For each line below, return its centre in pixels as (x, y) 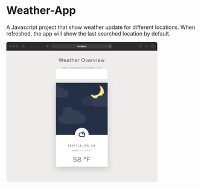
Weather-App (41, 11)
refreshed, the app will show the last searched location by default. (88, 33)
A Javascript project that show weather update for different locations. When (101, 27)
